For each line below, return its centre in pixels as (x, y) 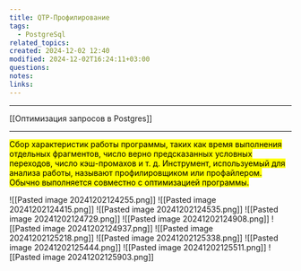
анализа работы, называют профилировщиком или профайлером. (136, 172)
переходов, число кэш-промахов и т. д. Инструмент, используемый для (147, 163)
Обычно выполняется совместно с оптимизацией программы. (129, 182)
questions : (30, 68)
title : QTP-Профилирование (60, 17)
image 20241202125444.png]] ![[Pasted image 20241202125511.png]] (138, 247)
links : (21, 84)
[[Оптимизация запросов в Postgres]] (81, 118)
